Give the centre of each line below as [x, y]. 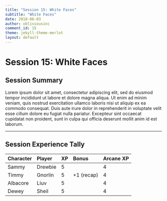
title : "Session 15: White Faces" [41, 10]
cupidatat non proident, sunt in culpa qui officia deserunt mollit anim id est [81, 119]
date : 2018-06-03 [23, 19]
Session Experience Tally [45, 145]
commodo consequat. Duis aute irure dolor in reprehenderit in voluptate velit [83, 108]
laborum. [14, 124]
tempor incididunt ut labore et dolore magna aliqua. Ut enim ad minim [76, 98]
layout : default [22, 38]
